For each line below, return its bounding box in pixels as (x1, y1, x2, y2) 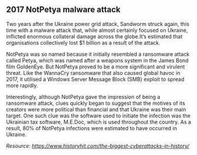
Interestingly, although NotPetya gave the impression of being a (6, 93, 161, 100)
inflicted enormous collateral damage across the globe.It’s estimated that (6, 32, 183, 40)
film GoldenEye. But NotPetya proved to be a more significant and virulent (6, 63, 185, 70)
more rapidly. (6, 82, 38, 89)
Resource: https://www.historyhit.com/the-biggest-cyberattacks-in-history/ (6, 142, 189, 149)
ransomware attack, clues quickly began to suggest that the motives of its (6, 100, 185, 107)
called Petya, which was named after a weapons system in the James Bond (6, 57, 189, 64)
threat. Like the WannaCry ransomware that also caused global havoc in (6, 69, 181, 76)
